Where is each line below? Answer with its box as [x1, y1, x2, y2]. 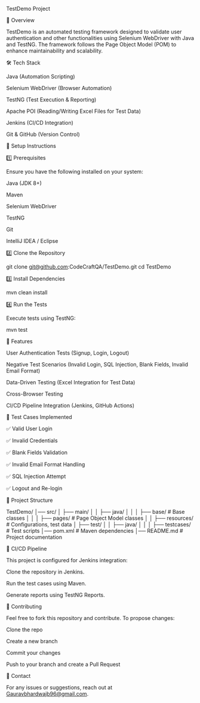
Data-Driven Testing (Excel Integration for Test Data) [6, 379, 136, 386]
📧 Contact [6, 673, 31, 679]
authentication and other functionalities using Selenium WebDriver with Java [6, 35, 195, 41]
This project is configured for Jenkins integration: [6, 557, 128, 563]
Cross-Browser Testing [6, 390, 63, 397]
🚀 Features [6, 338, 33, 345]
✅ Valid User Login [6, 425, 53, 432]
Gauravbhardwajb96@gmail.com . [6, 690, 89, 697]
